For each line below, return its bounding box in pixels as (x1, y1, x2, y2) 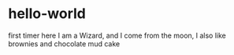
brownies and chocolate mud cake (8, 38, 121, 48)
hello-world (8, 5, 87, 23)
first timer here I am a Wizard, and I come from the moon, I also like (8, 31, 226, 40)
